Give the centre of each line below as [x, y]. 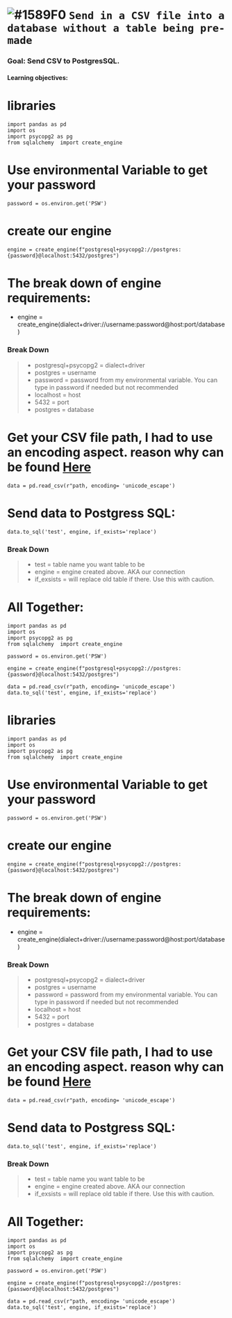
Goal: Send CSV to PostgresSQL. [64, 61]
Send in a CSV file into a [147, 16]
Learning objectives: [38, 77]
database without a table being [101, 28]
